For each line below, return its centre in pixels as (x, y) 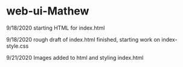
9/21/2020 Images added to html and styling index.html (75, 57)
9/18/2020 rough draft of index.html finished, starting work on (83, 39)
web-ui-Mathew (48, 11)
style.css (18, 46)
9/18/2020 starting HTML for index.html (56, 28)
